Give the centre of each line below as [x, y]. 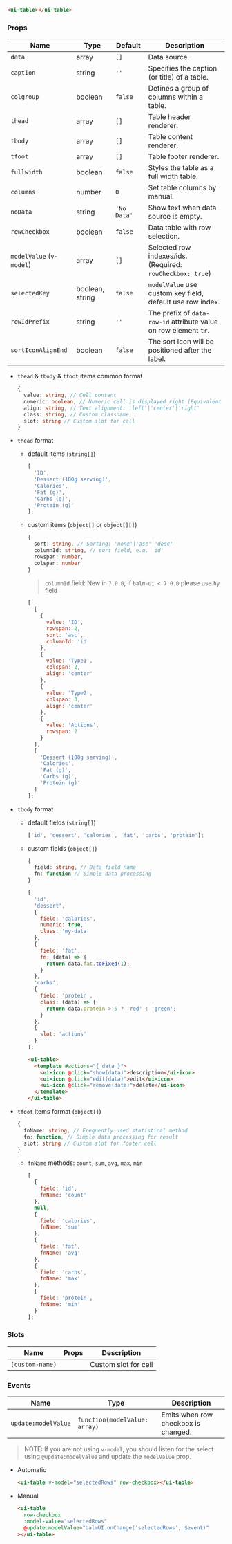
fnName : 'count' [64, 1195]
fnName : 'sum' [60, 1227]
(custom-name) [34, 1364]
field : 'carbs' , [64, 1272]
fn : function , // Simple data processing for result [101, 1137]
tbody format [35, 809]
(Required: [165, 265]
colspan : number [57, 563]
